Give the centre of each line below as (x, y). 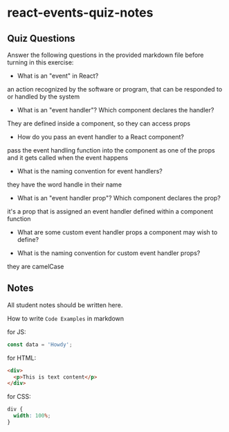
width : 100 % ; (32, 416)
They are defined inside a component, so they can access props (99, 123)
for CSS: (19, 397)
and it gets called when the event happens (68, 158)
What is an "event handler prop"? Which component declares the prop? (119, 198)
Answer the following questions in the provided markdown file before (106, 55)
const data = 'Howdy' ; (40, 345)
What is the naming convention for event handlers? (90, 171)
